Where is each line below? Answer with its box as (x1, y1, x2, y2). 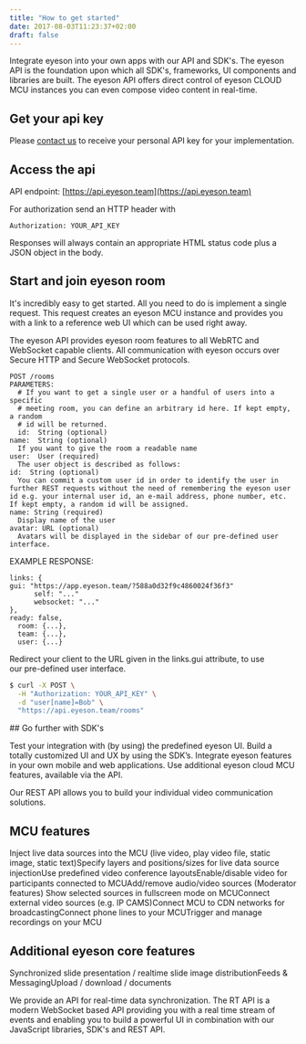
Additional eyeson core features (9, 943, 196, 959)
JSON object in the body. (9, 248, 104, 258)
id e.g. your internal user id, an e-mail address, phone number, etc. (9, 491, 287, 501)
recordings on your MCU (9, 917, 103, 928)
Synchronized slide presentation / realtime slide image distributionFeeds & (9, 967, 289, 978)
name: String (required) (9, 508, 104, 517)
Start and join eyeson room (9, 273, 166, 289)
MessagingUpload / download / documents (9, 976, 172, 987)
